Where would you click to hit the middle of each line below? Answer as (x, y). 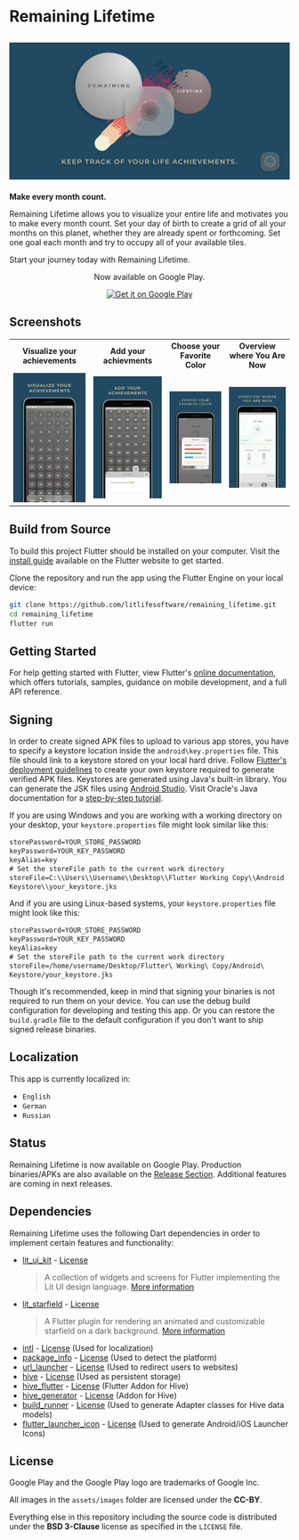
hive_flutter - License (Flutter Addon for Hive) (105, 1386)
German (34, 1106)
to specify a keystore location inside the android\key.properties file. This (144, 751)
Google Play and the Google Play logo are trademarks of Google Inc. (134, 1483)
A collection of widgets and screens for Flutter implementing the (162, 1277)
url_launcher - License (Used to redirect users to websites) (130, 1367)
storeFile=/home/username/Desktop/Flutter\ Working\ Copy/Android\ (137, 966)
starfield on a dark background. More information (134, 1330)
